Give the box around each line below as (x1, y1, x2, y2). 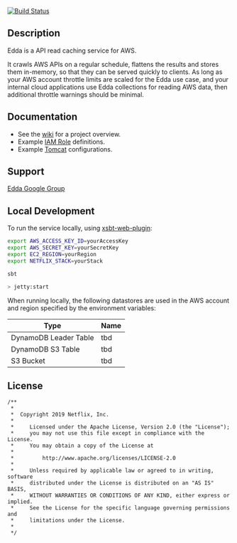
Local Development (7, 205, 95, 217)
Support (7, 166, 45, 178)
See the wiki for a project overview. (17, 130, 121, 138)
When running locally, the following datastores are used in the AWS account (7, 296, 229, 305)
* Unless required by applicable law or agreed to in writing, (10, 467, 214, 475)
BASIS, (7, 486, 27, 493)
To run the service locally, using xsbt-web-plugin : (7, 224, 153, 233)
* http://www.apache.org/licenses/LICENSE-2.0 (10, 455, 176, 462)
